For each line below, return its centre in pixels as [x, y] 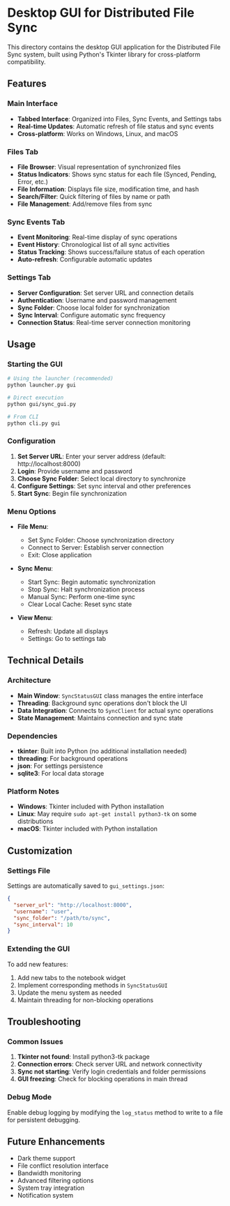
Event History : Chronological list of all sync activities [93, 245]
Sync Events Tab [36, 222]
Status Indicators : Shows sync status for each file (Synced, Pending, [117, 174]
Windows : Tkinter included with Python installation [91, 806]
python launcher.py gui [42, 385]
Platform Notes [33, 791]
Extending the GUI [39, 949]
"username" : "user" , [43, 912]
